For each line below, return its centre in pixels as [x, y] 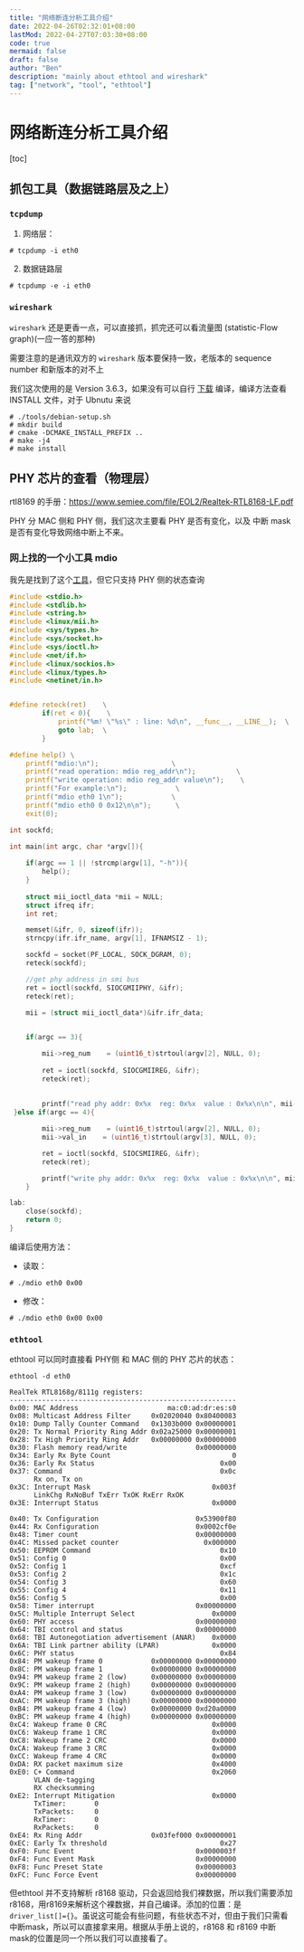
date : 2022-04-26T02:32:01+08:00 [72, 26]
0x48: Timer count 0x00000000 [123, 1535]
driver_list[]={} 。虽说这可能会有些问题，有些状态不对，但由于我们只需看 [149, 1916]
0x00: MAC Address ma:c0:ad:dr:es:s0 [123, 1408]
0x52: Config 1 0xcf [123, 1567]
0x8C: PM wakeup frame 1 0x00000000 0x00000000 [123, 1670]
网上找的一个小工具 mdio [63, 558]
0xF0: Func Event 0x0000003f [123, 1852]
